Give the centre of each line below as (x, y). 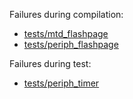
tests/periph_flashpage (71, 44)
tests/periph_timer (61, 83)
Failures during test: (50, 63)
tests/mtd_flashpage (66, 33)
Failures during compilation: (66, 14)
